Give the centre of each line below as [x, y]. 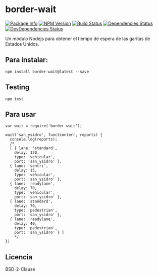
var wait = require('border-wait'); [44, 126]
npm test [14, 99]
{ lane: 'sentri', [29, 166]
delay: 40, [26, 224]
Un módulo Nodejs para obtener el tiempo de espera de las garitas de [78, 39]
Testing [17, 87]
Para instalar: [27, 60]
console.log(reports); [34, 140]
